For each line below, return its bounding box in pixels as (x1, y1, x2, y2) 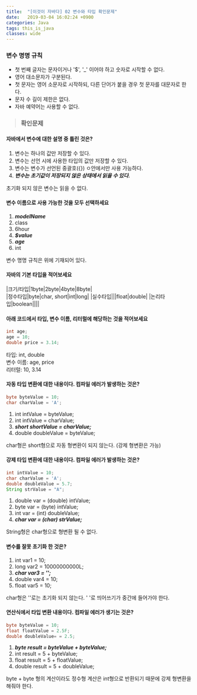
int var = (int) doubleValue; (14, 510, 80, 517)
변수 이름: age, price (6, 358, 54, 366)
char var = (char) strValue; (14, 516, 83, 523)
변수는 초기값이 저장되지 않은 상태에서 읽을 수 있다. (14, 172, 131, 179)
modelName (14, 212, 46, 220)
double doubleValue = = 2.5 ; (6, 633, 76, 639)
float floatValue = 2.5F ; (6, 627, 70, 634)
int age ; (6, 329, 28, 335)
